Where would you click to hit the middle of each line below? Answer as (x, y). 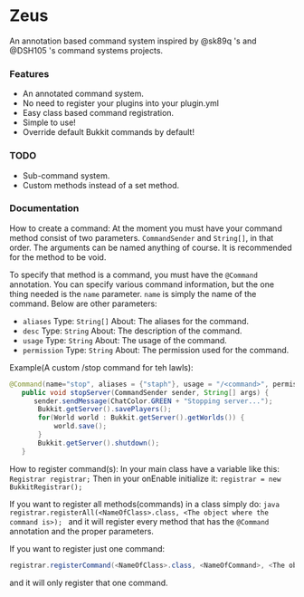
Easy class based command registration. (98, 113)
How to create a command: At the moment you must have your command (146, 228)
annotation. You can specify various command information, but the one (142, 284)
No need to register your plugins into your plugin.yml (121, 103)
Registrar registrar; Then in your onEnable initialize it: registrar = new (145, 478)
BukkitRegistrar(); (46, 487)
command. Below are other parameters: (83, 303)
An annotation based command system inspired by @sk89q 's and (133, 41)
